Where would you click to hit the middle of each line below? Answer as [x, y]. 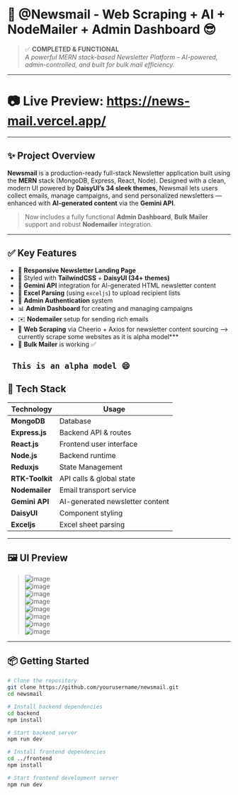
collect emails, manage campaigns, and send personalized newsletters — [114, 195]
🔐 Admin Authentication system [65, 300]
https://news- [148, 101]
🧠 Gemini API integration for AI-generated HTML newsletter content [117, 285]
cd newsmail [25, 694]
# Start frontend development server [63, 778]
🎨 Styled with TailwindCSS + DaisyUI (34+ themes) [93, 278]
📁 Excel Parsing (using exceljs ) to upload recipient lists [99, 292]
